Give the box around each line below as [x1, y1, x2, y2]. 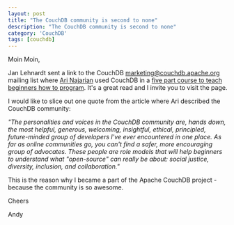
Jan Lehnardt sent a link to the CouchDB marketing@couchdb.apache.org [8, 69, 220, 77]
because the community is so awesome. [8, 183, 124, 192]
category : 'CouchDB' [8, 29, 68, 37]
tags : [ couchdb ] [8, 36, 55, 43]
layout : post [8, 10, 46, 17]
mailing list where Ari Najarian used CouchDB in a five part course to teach [8, 76, 222, 84]
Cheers [8, 196, 29, 205]
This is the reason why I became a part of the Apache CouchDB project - [8, 176, 217, 185]
